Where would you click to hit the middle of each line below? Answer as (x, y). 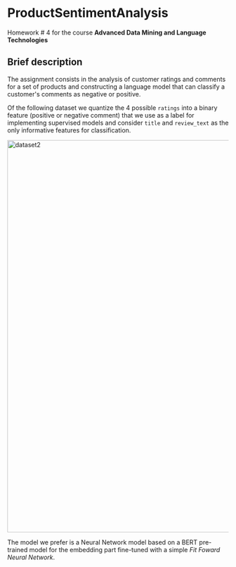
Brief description (45, 62)
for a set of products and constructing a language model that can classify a (116, 87)
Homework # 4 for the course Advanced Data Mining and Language (107, 32)
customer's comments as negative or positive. (74, 94)
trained (18, 549)
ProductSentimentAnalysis (88, 13)
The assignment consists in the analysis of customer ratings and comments (117, 79)
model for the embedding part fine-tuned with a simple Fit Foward (125, 549)
